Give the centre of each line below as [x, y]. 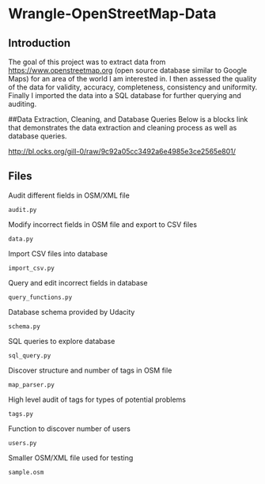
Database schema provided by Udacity [72, 312]
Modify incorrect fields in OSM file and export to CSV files [103, 224]
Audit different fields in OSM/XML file [69, 195]
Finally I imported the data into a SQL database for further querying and [125, 95]
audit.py [23, 210]
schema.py [25, 326]
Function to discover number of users [69, 429]
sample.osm [26, 472]
